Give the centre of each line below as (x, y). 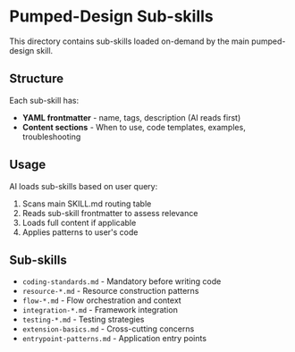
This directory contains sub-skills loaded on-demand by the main (130, 41)
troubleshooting (51, 137)
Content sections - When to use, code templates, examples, (134, 127)
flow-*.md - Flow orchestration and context (101, 300)
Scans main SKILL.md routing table (87, 204)
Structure (37, 79)
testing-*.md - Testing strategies (83, 320)
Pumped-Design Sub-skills (112, 17)
